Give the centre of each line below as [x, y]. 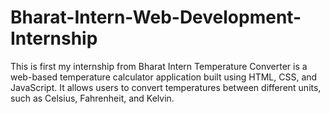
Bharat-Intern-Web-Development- [156, 17]
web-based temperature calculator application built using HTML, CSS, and [164, 77]
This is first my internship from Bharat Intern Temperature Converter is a [159, 66]
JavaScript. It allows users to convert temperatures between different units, [166, 87]
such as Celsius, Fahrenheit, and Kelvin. [92, 98]
